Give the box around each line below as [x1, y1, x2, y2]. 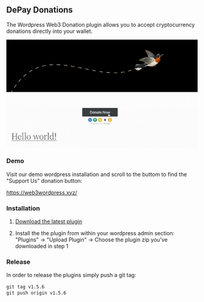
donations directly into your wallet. [6, 27, 93, 35]
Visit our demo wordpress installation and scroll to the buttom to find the [6, 170, 187, 178]
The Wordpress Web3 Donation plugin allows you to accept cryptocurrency [6, 21, 195, 28]
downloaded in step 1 [15, 242, 69, 250]
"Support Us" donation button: [6, 177, 83, 184]
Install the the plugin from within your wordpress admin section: [15, 229, 175, 236]
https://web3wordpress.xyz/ [6, 188, 78, 196]
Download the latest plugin [15, 218, 83, 225]
